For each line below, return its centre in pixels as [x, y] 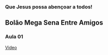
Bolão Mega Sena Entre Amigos [54, 23]
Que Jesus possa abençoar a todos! [49, 7]
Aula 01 [14, 37]
